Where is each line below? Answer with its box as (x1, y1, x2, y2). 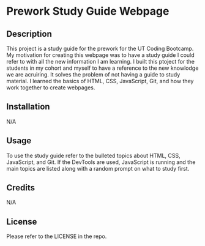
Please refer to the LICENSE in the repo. (6, 233, 107, 240)
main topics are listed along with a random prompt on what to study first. (6, 165, 190, 172)
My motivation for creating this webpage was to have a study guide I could (6, 51, 195, 59)
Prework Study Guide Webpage (6, 4, 170, 18)
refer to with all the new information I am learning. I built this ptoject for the (6, 58, 195, 65)
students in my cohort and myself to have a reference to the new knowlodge (6, 64, 199, 72)
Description (6, 29, 52, 39)
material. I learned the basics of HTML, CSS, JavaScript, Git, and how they (6, 78, 194, 84)
